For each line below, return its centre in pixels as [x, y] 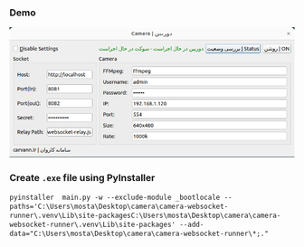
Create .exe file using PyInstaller [82, 177]
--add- [192, 225]
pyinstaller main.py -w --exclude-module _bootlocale [115, 198]
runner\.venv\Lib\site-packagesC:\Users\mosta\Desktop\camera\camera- [145, 216]
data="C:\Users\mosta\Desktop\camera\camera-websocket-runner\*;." [139, 234]
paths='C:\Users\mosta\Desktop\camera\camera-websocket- [119, 207]
